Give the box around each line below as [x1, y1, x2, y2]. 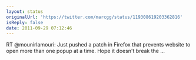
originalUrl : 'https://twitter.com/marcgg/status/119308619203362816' [6, 14, 183, 20]
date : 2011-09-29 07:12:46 [6, 25, 72, 31]
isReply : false [6, 19, 44, 25]
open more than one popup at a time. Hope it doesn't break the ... [6, 48, 165, 55]
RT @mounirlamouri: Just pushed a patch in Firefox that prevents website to [6, 41, 191, 48]
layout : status [6, 8, 44, 15]
